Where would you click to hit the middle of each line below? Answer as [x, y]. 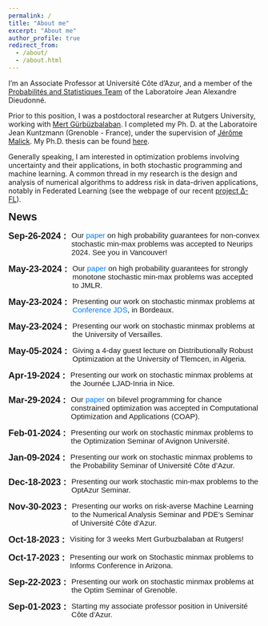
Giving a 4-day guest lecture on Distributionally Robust [163, 350]
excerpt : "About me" [43, 30]
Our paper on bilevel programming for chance [146, 399]
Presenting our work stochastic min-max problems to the [165, 481]
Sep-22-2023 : [38, 582]
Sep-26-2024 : [38, 235]
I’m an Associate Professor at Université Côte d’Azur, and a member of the [130, 83]
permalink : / [30, 16]
